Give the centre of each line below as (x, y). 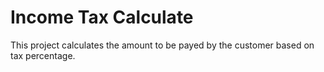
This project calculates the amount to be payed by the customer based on (162, 45)
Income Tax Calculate (102, 17)
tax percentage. (43, 55)
